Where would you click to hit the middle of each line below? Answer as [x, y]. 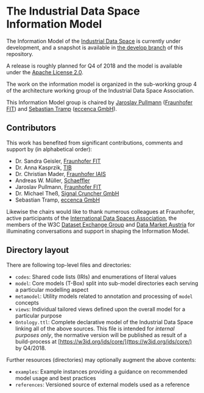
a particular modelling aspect [52, 289]
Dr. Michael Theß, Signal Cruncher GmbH [67, 193]
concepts [27, 302]
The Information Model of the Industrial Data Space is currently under [93, 41]
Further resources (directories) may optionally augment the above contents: [101, 359]
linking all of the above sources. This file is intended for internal [95, 328]
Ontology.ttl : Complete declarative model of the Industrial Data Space [104, 322]
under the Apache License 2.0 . [45, 72]
